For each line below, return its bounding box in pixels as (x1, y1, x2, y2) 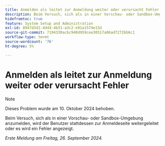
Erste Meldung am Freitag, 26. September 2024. (5, 135, 103, 141)
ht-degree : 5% (5, 44, 34, 49)
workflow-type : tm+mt (5, 35, 50, 40)
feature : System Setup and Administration (5, 21, 93, 26)
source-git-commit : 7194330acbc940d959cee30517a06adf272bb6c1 (5, 30, 135, 35)
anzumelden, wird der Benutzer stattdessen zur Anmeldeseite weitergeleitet (5, 120, 159, 126)
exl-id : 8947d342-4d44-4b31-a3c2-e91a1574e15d (5, 26, 102, 30)
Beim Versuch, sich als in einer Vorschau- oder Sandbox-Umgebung (5, 115, 143, 121)
